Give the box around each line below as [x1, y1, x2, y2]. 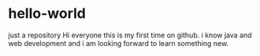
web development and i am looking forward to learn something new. [8, 38, 229, 47]
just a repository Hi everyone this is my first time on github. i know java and [8, 30, 252, 40]
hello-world [8, 5, 87, 23]
